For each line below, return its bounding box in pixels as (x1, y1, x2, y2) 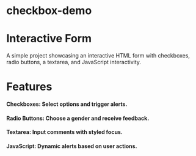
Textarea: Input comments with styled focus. (6, 128, 123, 136)
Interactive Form (6, 32, 92, 46)
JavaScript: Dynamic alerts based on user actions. (6, 142, 137, 150)
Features (6, 80, 53, 94)
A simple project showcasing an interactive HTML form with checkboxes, (6, 52, 191, 59)
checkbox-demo (6, 4, 92, 18)
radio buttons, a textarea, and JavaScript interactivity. (6, 59, 142, 66)
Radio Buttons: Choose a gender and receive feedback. (6, 114, 150, 122)
